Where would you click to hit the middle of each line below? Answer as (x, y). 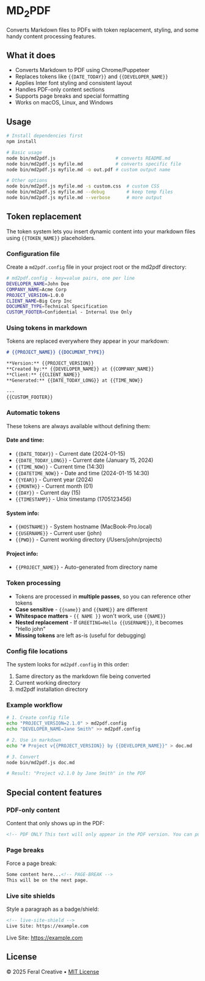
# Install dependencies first (45, 136)
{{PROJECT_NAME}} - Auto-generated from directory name (86, 567)
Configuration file (33, 253)
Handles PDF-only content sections (60, 90)
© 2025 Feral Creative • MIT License (53, 971)
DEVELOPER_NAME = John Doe (38, 284)
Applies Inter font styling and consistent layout (74, 83)
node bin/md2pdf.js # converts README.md (88, 158)
